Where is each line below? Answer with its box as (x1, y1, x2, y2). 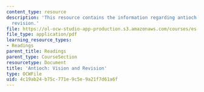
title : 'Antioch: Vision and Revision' (6, 65, 107, 71)
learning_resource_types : (6, 37, 72, 43)
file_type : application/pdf (6, 31, 78, 38)
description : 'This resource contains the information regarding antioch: (6, 15, 200, 21)
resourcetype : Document (6, 59, 67, 65)
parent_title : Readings (6, 48, 67, 54)
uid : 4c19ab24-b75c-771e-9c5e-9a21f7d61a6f (6, 76, 118, 82)
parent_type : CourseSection (6, 54, 78, 60)
